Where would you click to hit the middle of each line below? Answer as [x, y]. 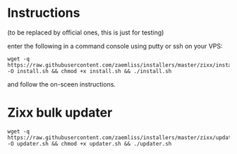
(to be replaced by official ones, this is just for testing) [86, 32]
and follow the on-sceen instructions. [62, 84]
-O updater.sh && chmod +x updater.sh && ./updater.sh [90, 143]
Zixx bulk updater [60, 113]
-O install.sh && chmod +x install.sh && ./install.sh [90, 71]
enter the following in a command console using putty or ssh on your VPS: [115, 46]
